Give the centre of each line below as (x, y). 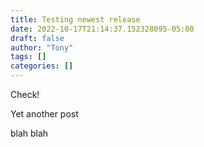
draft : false (37, 38)
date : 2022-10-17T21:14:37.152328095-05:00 (102, 29)
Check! (25, 94)
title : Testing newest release (75, 19)
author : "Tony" (42, 47)
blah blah (29, 133)
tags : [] (28, 57)
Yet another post (44, 114)
